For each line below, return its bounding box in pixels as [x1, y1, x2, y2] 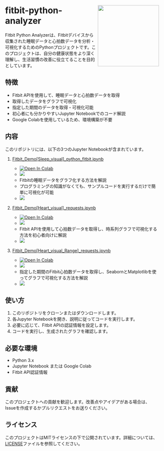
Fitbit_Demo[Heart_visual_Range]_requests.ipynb [12, 247, 111, 254]
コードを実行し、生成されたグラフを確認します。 [12, 328, 111, 334]
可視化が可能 [28, 189, 54, 195]
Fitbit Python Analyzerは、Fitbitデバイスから [5, 32, 94, 38]
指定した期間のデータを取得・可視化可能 [12, 104, 94, 110]
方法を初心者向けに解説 [19, 232, 67, 238]
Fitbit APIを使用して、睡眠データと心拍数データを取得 [12, 92, 120, 98]
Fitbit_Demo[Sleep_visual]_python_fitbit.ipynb [12, 156, 104, 162]
